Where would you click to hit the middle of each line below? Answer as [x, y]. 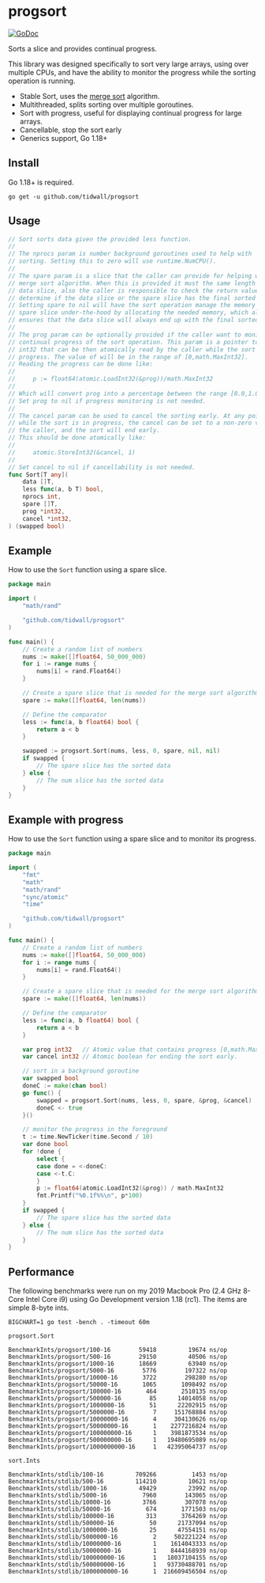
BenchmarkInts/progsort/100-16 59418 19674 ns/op [118, 1350]
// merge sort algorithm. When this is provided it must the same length [132, 283]
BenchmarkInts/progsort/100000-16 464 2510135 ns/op [118, 1391]
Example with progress [66, 820]
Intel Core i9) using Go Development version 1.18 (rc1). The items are [136, 1300]
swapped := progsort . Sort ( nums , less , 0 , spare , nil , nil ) [121, 751]
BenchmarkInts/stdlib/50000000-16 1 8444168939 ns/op [118, 1551]
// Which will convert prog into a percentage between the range [118, 393]
